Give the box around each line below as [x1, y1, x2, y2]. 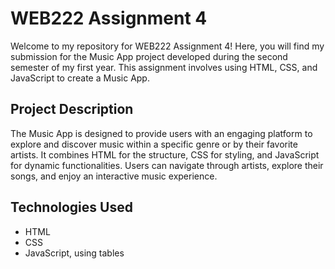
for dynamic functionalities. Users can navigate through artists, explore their [10, 159, 324, 171]
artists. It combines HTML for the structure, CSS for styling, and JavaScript [10, 148, 320, 161]
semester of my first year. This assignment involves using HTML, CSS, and [10, 61, 318, 73]
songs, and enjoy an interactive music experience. [10, 170, 218, 182]
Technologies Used [10, 199, 133, 216]
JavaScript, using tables [24, 247, 125, 259]
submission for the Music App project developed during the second [10, 50, 288, 62]
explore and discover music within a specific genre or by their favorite [10, 138, 298, 150]
